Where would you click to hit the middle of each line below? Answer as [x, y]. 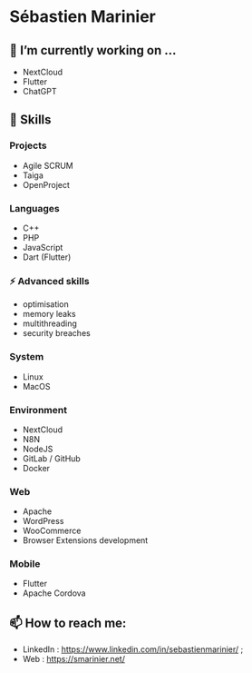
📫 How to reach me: [68, 623]
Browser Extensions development [85, 540]
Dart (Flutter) [47, 257]
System [27, 357]
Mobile [25, 564]
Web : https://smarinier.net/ [73, 659]
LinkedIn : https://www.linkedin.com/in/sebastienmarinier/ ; [133, 649]
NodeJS [38, 449]
